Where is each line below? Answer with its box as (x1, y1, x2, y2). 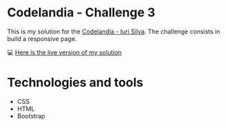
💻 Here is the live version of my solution (7, 48, 122, 56)
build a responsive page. (7, 34, 77, 42)
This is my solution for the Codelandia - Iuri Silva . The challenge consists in (7, 27, 220, 36)
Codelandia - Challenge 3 (7, 5, 156, 20)
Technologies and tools (7, 75, 144, 90)
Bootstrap (17, 111, 45, 120)
